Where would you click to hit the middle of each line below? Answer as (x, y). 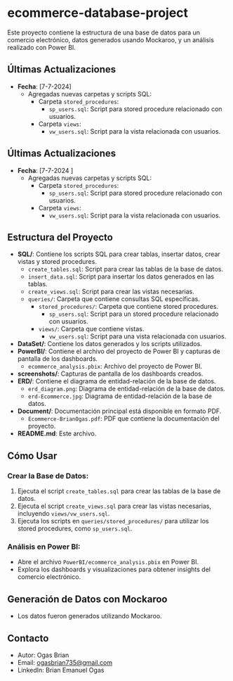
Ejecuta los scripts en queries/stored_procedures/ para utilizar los (113, 521)
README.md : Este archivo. (57, 433)
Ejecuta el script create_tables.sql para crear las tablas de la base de (119, 491)
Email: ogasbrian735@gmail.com (65, 662)
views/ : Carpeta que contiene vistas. (91, 329)
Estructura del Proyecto (60, 237)
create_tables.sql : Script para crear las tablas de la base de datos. (125, 269)
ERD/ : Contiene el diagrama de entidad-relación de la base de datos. (116, 381)
